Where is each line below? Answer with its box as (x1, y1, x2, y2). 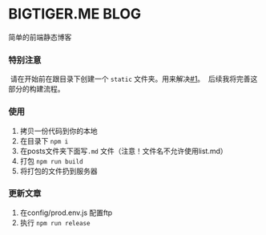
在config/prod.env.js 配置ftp (19, 208, 113, 217)
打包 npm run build (19, 156, 83, 165)
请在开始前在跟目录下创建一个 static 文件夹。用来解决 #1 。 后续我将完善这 (10, 74, 258, 84)
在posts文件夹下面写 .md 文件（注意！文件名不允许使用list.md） (19, 146, 228, 156)
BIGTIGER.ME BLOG (8, 5, 142, 23)
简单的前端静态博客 (8, 32, 72, 42)
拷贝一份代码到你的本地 (19, 126, 98, 136)
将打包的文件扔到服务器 (19, 166, 98, 176)
